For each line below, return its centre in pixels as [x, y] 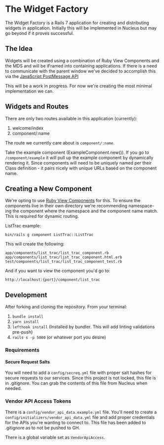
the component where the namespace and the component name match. [85, 211]
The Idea [19, 49]
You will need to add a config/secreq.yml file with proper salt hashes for [78, 373]
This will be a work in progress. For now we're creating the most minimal [79, 86]
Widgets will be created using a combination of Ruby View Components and [82, 61]
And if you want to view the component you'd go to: [58, 271]
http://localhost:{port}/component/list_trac [52, 280]
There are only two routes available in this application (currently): [71, 118]
